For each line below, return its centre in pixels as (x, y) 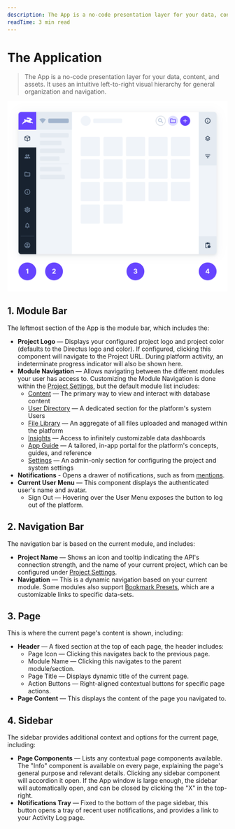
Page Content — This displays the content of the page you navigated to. (122, 698)
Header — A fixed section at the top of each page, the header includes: (120, 647)
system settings (51, 468)
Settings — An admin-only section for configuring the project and (122, 460)
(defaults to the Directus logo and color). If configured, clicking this (114, 349)
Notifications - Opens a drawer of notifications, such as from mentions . (121, 475)
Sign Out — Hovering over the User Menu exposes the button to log (125, 497)
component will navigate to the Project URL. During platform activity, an (120, 356)
